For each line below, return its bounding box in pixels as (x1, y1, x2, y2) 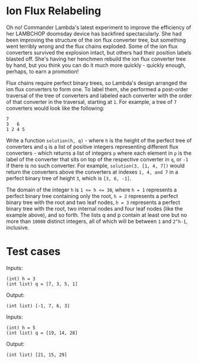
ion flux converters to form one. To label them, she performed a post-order (6, 85, 189, 93)
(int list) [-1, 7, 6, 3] (6, 302, 70, 309)
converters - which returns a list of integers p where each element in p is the (6, 149, 192, 157)
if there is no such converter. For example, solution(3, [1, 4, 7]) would (6, 162, 185, 169)
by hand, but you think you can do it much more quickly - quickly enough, (6, 61, 186, 69)
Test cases (6, 245, 61, 259)
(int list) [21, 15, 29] (6, 352, 67, 358)
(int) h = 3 (6, 276, 35, 282)
